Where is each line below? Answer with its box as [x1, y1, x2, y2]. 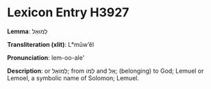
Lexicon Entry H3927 [7, 5, 129, 20]
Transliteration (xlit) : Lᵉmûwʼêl [7, 40, 95, 48]
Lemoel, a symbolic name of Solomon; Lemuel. [7, 73, 139, 82]
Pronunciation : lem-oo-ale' [7, 53, 85, 62]
